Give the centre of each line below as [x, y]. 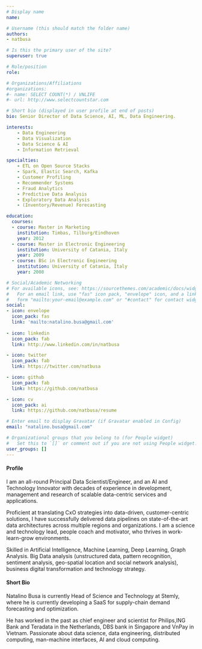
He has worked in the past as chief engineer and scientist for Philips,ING [96, 620]
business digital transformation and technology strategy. [76, 568]
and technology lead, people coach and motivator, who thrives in [87, 531]
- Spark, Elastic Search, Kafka [57, 172]
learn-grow [20, 538]
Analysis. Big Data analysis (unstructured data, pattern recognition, [89, 556]
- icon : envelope [28, 311]
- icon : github [25, 377]
